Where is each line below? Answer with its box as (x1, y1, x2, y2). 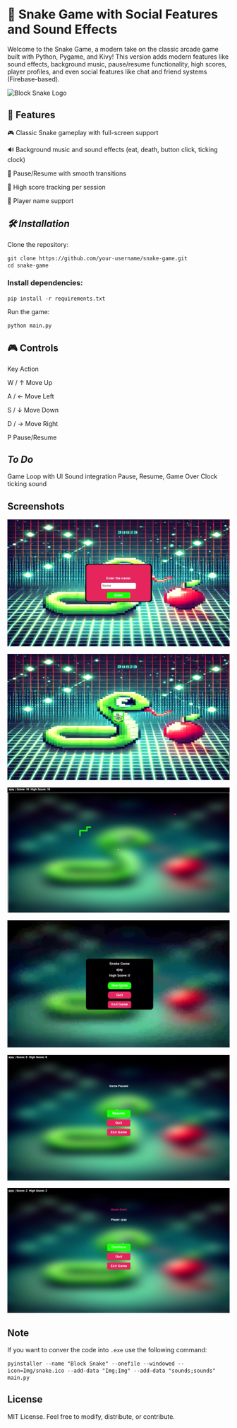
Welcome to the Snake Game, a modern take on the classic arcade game (7, 45, 219, 53)
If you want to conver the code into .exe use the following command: (7, 1345, 207, 1354)
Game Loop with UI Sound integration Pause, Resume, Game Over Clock (7, 472, 218, 480)
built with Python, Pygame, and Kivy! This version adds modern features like (7, 52, 229, 61)
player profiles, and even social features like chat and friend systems (7, 67, 207, 76)
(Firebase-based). (7, 74, 60, 84)
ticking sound (7, 480, 47, 488)
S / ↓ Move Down (7, 405, 59, 414)
